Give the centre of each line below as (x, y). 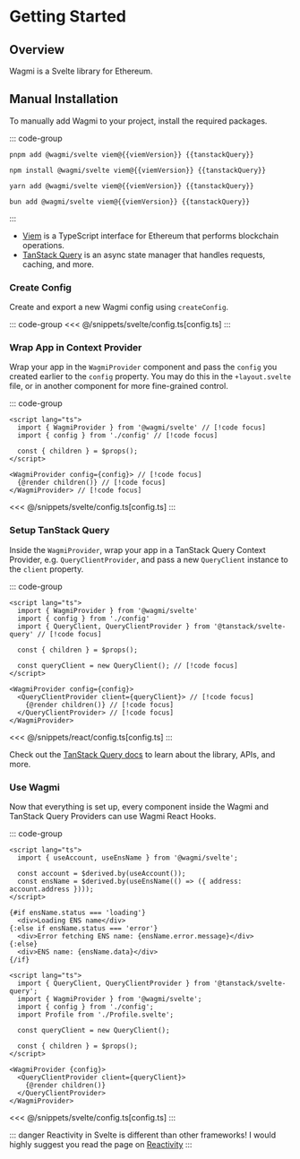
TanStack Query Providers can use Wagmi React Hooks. (113, 816)
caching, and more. (58, 264)
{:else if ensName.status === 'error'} (84, 929)
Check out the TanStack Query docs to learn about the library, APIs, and (142, 754)
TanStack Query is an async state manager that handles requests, (144, 255)
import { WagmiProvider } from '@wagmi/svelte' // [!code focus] (142, 428)
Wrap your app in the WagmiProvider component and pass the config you (143, 367)
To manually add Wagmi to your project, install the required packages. (138, 121)
